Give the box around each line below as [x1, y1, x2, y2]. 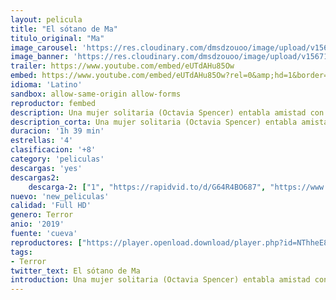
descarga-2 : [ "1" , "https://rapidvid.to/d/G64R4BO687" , [28, 182, 267, 192]
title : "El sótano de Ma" [10, 24, 118, 34]
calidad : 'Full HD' [10, 201, 92, 211]
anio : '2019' [10, 219, 65, 230]
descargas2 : [10, 172, 60, 183]
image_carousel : [10, 42, 78, 53]
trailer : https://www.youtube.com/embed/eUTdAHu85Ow [10, 61, 235, 71]
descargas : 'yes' [10, 163, 83, 173]
